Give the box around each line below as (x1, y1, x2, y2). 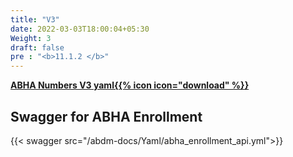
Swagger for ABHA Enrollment (10, 108, 203, 125)
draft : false (10, 42, 65, 53)
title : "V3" (10, 14, 60, 25)
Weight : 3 (10, 33, 52, 43)
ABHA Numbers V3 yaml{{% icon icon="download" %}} (10, 79, 250, 91)
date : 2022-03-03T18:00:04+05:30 (10, 24, 150, 34)
